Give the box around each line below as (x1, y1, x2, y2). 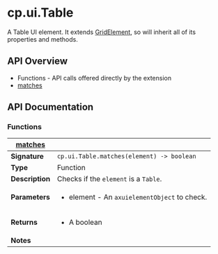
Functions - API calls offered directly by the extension (17, 74, 172, 82)
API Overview (7, 56, 68, 67)
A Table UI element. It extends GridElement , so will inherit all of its (7, 28, 196, 36)
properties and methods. (7, 35, 79, 43)
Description (10, 174, 51, 184)
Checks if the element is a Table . (56, 174, 162, 184)
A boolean (68, 217, 102, 227)
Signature (10, 151, 44, 161)
